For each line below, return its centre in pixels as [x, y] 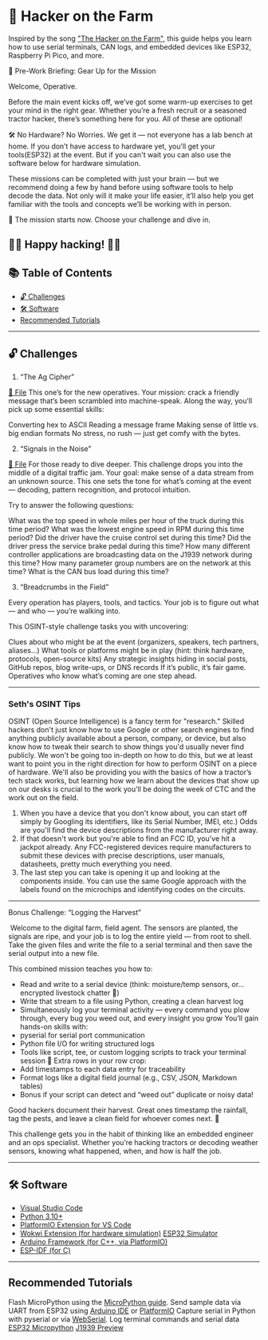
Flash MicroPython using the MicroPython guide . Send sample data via [125, 1302]
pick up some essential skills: [56, 409]
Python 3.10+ [41, 1216]
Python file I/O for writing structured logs [87, 1044]
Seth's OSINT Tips [45, 704]
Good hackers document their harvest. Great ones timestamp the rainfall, [128, 1110]
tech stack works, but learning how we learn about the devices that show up [134, 781]
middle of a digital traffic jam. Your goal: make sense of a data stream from [131, 472]
